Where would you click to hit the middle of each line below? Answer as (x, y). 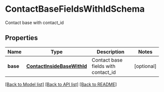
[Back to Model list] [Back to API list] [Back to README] (61, 84)
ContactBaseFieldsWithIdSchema (75, 9)
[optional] (145, 66)
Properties (21, 38)
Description (111, 51)
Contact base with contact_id (35, 23)
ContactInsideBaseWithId (57, 66)
